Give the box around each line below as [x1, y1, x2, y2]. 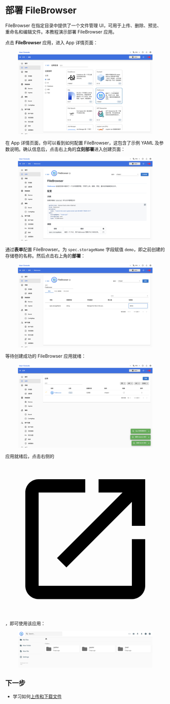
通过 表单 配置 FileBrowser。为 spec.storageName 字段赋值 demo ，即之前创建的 [5, 246, 165, 252]
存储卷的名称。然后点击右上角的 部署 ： [5, 252, 85, 259]
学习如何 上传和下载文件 [12, 693, 62, 699]
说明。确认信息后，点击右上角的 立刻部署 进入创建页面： [9, 146, 125, 152]
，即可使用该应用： [5, 620, 46, 626]
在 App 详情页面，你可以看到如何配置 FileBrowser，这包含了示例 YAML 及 [5, 140, 160, 146]
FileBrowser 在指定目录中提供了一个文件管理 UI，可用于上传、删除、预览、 [5, 22, 161, 28]
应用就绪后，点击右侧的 [5, 453, 54, 459]
